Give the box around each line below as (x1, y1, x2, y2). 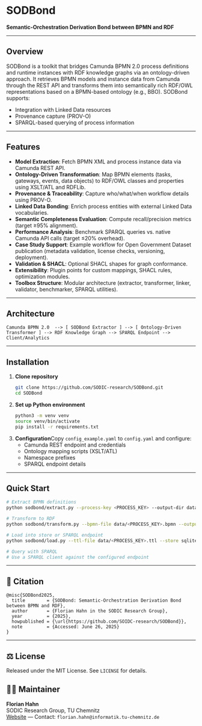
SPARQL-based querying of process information (14, 118, 135, 126)
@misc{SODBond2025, (6, 593, 55, 599)
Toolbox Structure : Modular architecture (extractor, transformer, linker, (14, 279, 191, 286)
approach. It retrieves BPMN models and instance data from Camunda (6, 75, 180, 82)
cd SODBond (14, 390, 43, 397)
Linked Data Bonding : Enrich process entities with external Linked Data (14, 203, 192, 210)
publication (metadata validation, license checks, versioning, (14, 247, 165, 254)
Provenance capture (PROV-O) (14, 112, 91, 120)
